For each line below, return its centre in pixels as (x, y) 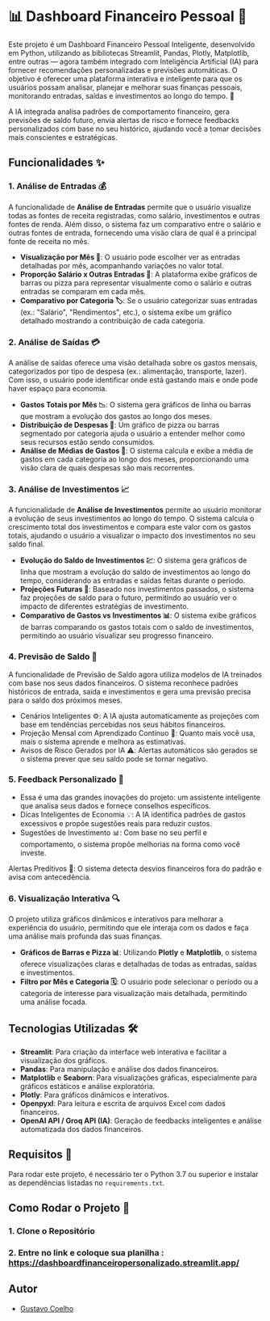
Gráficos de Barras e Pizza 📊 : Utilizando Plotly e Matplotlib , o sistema (139, 952)
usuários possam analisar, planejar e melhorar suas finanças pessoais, (126, 87)
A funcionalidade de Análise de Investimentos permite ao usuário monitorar (135, 510)
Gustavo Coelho (47, 1308)
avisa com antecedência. (50, 877)
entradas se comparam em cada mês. (83, 291)
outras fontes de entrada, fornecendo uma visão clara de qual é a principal (132, 233)
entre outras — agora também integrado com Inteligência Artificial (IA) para (134, 61)
